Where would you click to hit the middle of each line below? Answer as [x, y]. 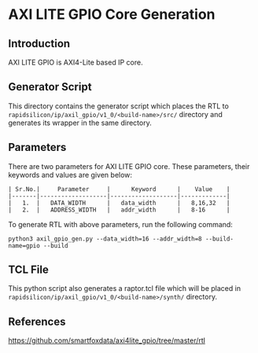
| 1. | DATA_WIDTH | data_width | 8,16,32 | [119, 203]
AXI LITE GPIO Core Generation [112, 15]
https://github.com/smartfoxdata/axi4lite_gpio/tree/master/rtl [107, 340]
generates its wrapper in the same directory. [80, 123]
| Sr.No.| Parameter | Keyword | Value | [119, 189]
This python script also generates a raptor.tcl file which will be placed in [125, 289]
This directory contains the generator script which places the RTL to [119, 106]
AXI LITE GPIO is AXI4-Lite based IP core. [76, 62]
